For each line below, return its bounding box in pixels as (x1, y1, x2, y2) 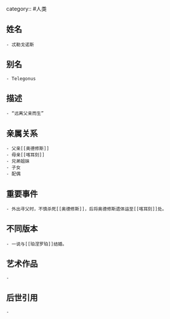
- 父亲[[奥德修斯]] (6, 146, 50, 152)
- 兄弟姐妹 (6, 158, 30, 164)
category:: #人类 (6, 5, 47, 12)
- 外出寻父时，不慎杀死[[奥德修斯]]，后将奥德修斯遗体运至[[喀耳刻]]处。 (6, 206, 167, 212)
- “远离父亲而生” (6, 111, 44, 116)
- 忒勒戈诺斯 (6, 41, 34, 48)
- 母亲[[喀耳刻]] (6, 152, 45, 158)
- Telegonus (6, 75, 36, 82)
